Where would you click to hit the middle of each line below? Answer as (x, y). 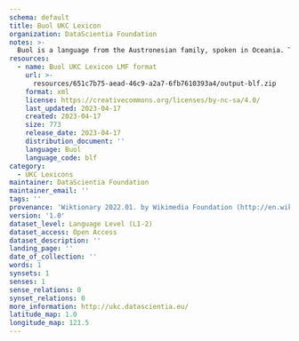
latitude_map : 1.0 (43, 315)
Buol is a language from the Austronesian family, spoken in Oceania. (151, 51)
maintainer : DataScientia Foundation (79, 183)
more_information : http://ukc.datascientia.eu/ (99, 306)
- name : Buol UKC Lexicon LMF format (87, 67)
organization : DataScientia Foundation (83, 34)
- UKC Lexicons (45, 174)
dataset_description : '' (55, 241)
